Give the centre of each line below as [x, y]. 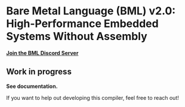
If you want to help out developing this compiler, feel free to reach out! [92, 97]
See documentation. [32, 86]
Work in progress [39, 72]
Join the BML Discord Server [42, 53]
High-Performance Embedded [83, 24]
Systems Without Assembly [77, 36]
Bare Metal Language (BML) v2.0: [91, 11]
